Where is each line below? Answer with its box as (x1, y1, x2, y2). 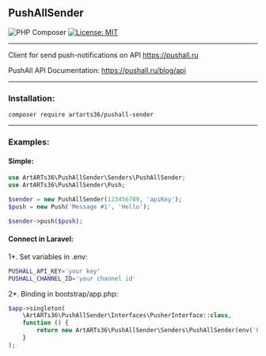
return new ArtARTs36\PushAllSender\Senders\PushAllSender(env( (36, 327, 253, 335)
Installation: (8, 93, 55, 104)
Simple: (8, 156, 34, 166)
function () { (22, 319, 69, 327)
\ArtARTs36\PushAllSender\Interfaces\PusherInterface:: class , (22, 312, 232, 320)
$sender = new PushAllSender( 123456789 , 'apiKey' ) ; (8, 195, 182, 203)
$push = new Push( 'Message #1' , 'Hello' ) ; (8, 202, 150, 211)
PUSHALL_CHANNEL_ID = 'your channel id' (8, 274, 136, 282)
